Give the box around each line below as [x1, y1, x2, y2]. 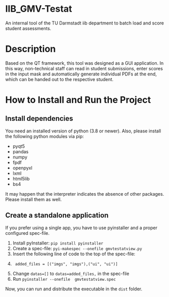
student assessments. [5, 25, 51, 31]
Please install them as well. [5, 196, 62, 202]
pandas [12, 148, 29, 154]
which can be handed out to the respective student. [5, 76, 114, 82]
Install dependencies [5, 114, 73, 123]
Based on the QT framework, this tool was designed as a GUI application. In [5, 60, 164, 66]
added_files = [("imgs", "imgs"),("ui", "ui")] [15, 261, 118, 266]
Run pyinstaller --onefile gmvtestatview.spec [12, 276, 116, 282]
